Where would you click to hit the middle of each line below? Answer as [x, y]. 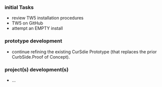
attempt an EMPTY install [37, 28]
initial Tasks [19, 7]
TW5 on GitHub [27, 23]
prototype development [33, 41]
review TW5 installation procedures [48, 18]
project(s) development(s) [37, 69]
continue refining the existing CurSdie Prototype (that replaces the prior [84, 52]
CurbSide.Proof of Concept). [41, 57]
